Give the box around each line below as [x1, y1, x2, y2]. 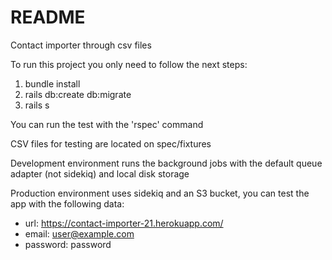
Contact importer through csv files [10, 39, 152, 51]
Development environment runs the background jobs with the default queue [10, 157, 323, 169]
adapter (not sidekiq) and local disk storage [10, 167, 190, 180]
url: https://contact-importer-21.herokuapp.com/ [24, 217, 224, 229]
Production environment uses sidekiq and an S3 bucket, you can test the [10, 187, 310, 199]
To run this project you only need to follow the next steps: [10, 58, 248, 70]
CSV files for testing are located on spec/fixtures [10, 137, 212, 150]
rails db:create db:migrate [24, 88, 132, 100]
